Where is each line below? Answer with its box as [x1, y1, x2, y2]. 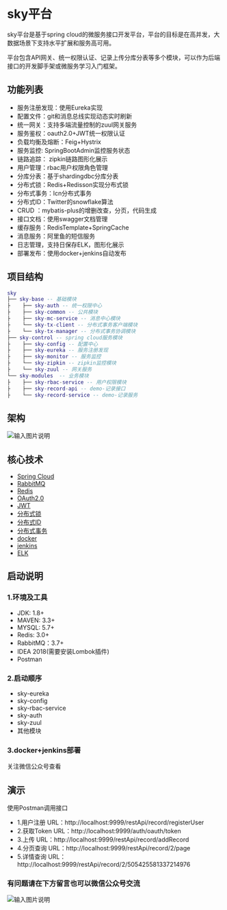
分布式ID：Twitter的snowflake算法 [16, 197, 114, 206]
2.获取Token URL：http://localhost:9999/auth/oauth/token [16, 827, 181, 835]
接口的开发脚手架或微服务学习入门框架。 [7, 62, 121, 70]
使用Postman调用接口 [7, 804, 68, 812]
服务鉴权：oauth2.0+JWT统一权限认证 [16, 129, 125, 137]
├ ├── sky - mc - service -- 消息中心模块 [7, 315, 121, 322]
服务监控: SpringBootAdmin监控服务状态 [16, 146, 131, 154]
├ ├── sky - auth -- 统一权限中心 [7, 302, 103, 309]
